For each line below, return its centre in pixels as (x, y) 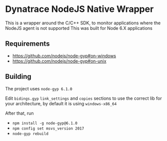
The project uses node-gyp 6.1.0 (39, 88)
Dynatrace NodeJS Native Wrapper (80, 9)
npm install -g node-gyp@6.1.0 (45, 123)
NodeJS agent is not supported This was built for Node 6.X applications (79, 28)
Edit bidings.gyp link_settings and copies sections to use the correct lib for (83, 98)
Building (18, 77)
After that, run (19, 113)
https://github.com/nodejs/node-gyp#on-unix (59, 61)
